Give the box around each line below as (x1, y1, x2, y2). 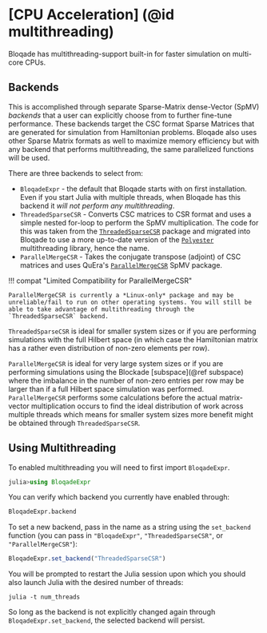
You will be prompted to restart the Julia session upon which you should (8, 569, 246, 579)
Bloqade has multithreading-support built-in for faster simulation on (8, 49, 231, 58)
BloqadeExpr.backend (8, 508, 78, 516)
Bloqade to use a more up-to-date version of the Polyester (19, 234, 214, 245)
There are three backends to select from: (8, 168, 144, 177)
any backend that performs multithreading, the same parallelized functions (8, 144, 254, 153)
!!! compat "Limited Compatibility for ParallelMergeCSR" (8, 276, 193, 285)
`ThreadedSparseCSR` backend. (8, 312, 110, 320)
